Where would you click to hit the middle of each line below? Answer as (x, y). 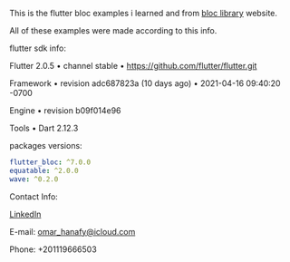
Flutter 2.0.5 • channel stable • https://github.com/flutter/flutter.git (133, 66)
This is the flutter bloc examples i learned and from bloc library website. (144, 13)
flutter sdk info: (38, 48)
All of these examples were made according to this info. (113, 30)
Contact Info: (34, 196)
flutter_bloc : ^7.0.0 (50, 162)
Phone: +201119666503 (53, 249)
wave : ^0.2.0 (34, 179)
